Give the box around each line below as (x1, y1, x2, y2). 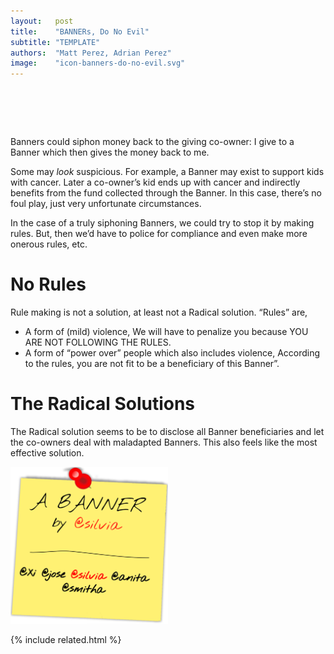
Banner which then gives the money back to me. (10, 146, 210, 159)
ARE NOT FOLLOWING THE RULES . (24, 336, 172, 348)
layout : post (10, 16, 74, 26)
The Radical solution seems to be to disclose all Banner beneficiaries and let (10, 425, 325, 437)
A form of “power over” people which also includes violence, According (24, 347, 321, 359)
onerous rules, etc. (10, 238, 88, 250)
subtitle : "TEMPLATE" (10, 37, 101, 47)
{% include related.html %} (10, 633, 122, 645)
